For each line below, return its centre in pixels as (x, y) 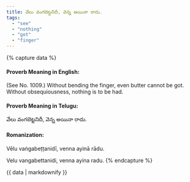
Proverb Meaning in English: (43, 71)
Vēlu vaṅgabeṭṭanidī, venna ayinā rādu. (56, 148)
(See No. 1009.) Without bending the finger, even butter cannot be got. (95, 86)
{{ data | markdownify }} (37, 172)
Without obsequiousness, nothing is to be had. (65, 92)
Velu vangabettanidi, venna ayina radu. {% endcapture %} (79, 160)
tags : (13, 18)
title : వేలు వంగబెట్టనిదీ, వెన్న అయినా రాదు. (54, 12)
